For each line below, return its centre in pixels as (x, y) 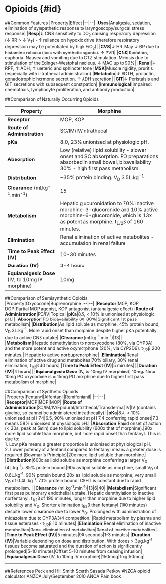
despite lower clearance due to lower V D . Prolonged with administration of (81, 512)
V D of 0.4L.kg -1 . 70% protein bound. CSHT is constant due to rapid (73, 481)
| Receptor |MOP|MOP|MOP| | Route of (43, 402)
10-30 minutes (78, 254)
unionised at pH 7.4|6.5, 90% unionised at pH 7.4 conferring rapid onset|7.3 (82, 418)
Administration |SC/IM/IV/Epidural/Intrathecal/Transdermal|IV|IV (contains (81, 408)
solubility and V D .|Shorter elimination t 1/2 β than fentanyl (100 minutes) (76, 505)
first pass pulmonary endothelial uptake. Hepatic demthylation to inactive (80, 493)
